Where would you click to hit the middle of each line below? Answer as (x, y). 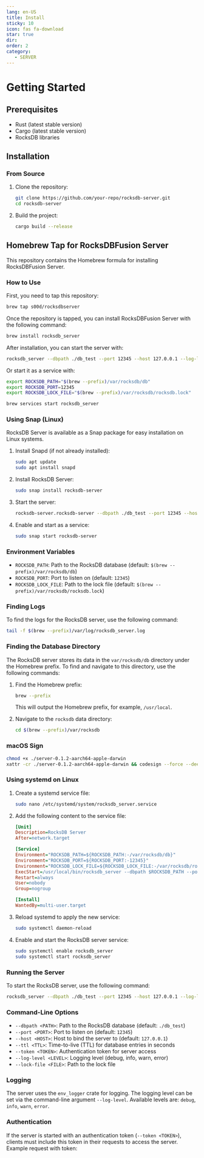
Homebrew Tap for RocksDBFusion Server (87, 246)
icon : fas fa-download (35, 29)
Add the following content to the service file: (70, 815)
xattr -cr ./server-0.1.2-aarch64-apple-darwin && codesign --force (95, 764)
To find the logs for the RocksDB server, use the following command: (92, 620)
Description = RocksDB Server (50, 832)
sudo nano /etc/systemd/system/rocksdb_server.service (86, 804)
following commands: (33, 672)
